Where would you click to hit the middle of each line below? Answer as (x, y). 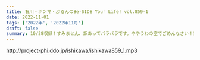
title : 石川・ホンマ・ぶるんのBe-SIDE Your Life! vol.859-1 (77, 12)
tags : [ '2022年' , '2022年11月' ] (45, 23)
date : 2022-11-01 (28, 17)
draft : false (22, 28)
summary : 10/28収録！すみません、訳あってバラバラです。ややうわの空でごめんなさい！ (100, 34)
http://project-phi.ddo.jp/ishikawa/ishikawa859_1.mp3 (72, 50)
